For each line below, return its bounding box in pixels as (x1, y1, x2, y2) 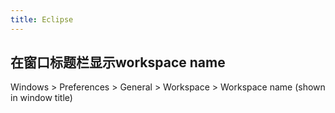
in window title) (10, 92, 73, 104)
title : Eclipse (10, 14, 74, 25)
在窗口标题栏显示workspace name (10, 54, 226, 71)
